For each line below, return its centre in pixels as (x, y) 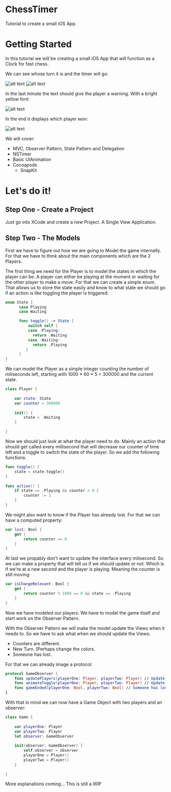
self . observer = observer (51, 751)
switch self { (43, 326)
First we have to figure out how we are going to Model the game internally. (83, 250)
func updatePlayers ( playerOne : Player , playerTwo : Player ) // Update (90, 678)
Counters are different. (36, 643)
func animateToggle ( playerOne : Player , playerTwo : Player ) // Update (90, 683)
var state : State (33, 398)
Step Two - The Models (43, 238)
